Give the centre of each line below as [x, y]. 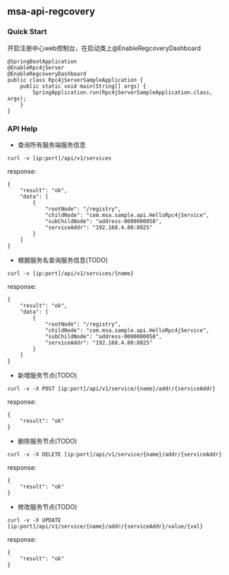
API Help [22, 129]
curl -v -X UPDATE [34, 520]
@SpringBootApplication [42, 61]
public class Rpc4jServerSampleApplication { [75, 80]
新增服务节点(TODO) [47, 375]
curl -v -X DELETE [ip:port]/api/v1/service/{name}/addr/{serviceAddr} [114, 454]
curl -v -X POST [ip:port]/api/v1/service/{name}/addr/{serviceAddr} [112, 389]
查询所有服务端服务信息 [51, 145]
